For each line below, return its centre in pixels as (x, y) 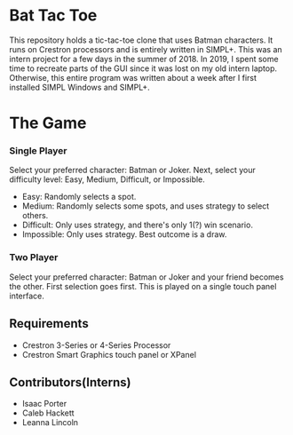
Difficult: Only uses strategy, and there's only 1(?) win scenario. (137, 225)
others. (35, 216)
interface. (27, 296)
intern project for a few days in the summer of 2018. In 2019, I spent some (144, 59)
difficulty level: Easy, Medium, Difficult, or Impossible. (107, 179)
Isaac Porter (44, 404)
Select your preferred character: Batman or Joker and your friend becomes (146, 277)
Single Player (38, 151)
